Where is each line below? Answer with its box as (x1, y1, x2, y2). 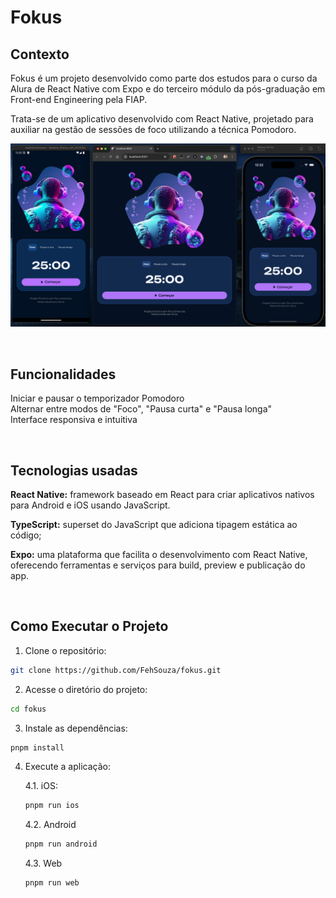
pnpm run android (24, 839, 98, 850)
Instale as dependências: (24, 722, 128, 734)
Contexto (10, 46, 70, 63)
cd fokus (10, 704, 47, 714)
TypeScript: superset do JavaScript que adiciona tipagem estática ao (10, 518, 298, 530)
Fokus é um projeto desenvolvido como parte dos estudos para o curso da (10, 72, 318, 84)
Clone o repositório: (24, 644, 107, 656)
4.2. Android (24, 819, 77, 831)
